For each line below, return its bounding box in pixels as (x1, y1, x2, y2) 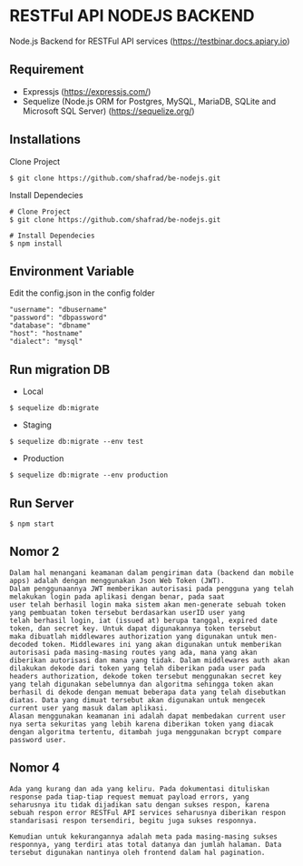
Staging (22, 419, 53, 430)
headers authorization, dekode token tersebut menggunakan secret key (9, 671, 282, 680)
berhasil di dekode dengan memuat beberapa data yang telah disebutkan (9, 688, 286, 697)
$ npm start (9, 519, 54, 529)
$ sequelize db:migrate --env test (9, 438, 144, 447)
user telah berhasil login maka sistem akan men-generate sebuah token (9, 599, 286, 609)
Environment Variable (9, 263, 134, 278)
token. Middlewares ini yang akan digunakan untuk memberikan (42, 639, 282, 649)
